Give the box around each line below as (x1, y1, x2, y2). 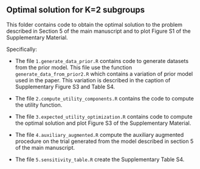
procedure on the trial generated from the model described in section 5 (15, 138, 194, 145)
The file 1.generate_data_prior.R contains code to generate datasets (15, 57, 189, 64)
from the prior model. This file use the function (15, 64, 133, 71)
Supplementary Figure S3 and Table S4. (15, 83, 116, 90)
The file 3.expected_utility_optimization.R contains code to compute (15, 113, 193, 120)
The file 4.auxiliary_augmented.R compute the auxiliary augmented (15, 131, 184, 138)
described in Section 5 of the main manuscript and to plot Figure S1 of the (6, 27, 191, 35)
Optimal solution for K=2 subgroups (6, 5, 145, 15)
